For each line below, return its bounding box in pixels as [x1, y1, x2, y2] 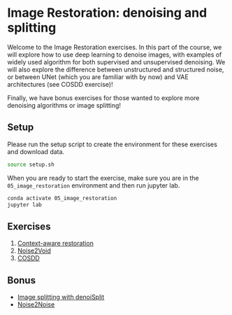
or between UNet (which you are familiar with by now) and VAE [7, 72, 189, 81]
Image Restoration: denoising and [7, 5, 208, 21]
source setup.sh [7, 161, 55, 168]
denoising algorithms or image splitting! [7, 101, 121, 109]
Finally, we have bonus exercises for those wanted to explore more [7, 93, 200, 102]
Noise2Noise [17, 300, 55, 309]
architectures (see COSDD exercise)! [7, 80, 113, 88]
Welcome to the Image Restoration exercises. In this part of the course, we [7, 43, 222, 51]
